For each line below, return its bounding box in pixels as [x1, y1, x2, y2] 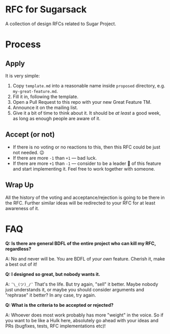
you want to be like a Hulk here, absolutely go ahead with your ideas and [5, 317, 159, 323]
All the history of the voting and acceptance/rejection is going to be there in [5, 194, 165, 200]
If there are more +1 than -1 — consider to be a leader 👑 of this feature [12, 160, 161, 166]
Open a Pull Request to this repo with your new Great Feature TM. [12, 99, 152, 105]
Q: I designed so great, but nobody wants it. [5, 271, 101, 277]
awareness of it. [5, 205, 39, 211]
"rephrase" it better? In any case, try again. [5, 292, 96, 298]
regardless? [5, 246, 32, 252]
